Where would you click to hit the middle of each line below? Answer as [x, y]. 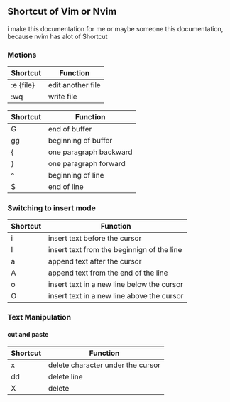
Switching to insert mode [51, 208]
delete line [66, 376]
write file [63, 97]
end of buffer [70, 129]
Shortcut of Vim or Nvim [62, 12]
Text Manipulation [39, 317]
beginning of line [76, 175]
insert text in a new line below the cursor [116, 285]
